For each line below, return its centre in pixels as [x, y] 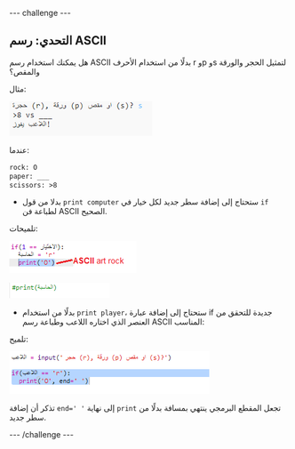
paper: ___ [29, 176]
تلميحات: [24, 228]
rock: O [24, 167]
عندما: [19, 149]
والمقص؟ [24, 71]
